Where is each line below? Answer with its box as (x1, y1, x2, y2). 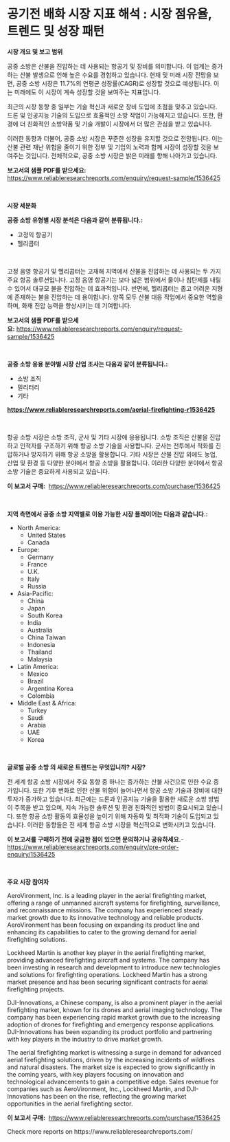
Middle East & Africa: (16, 699, 77, 707)
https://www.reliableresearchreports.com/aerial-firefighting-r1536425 (7, 405, 216, 413)
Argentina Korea (27, 684, 73, 692)
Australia (27, 626, 53, 634)
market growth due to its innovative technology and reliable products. (7, 913, 204, 921)
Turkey (27, 706, 47, 714)
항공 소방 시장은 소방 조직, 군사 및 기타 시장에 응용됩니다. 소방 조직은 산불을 (7, 432, 208, 441)
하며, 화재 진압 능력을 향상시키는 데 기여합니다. (7, 301, 132, 309)
